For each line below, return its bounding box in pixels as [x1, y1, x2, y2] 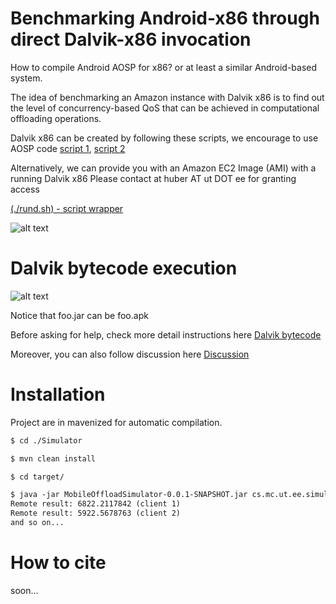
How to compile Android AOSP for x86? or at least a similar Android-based [10, 61, 318, 73]
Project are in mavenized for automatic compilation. [10, 416, 223, 428]
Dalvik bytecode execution [10, 257, 238, 280]
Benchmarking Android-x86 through [10, 7, 320, 30]
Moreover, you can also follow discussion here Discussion [10, 348, 250, 360]
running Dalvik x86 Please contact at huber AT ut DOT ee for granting [10, 172, 297, 184]
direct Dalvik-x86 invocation [10, 28, 252, 51]
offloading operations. [10, 112, 102, 124]
